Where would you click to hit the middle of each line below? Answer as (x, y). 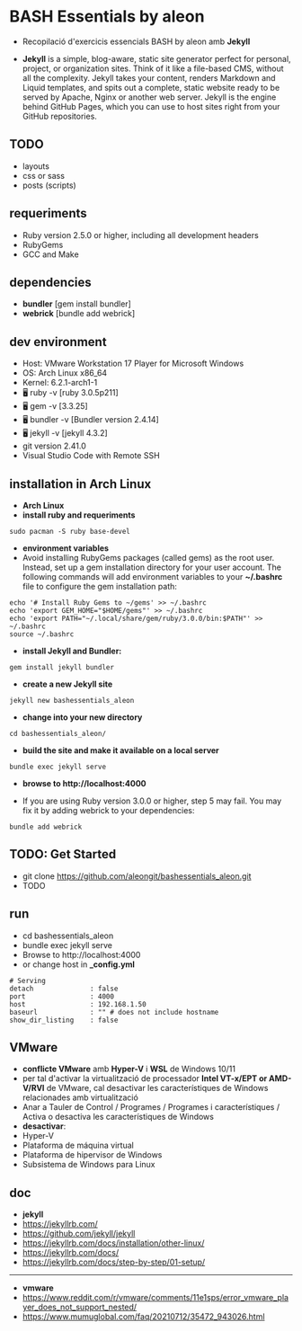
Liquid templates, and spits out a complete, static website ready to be (151, 87)
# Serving (28, 981)
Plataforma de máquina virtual (78, 1145)
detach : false (64, 989)
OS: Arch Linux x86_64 (65, 373)
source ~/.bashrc (42, 634)
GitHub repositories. (59, 116)
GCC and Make (50, 254)
